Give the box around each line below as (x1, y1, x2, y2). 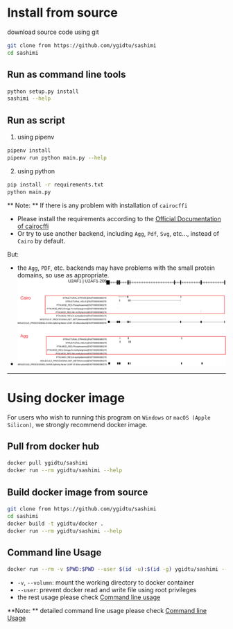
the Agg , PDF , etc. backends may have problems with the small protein (17, 264, 215, 272)
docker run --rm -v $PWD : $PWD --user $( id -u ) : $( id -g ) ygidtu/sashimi (7, 566, 219, 573)
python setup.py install (7, 88, 79, 95)
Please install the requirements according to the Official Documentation (17, 214, 222, 223)
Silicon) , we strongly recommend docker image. (7, 420, 148, 429)
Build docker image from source (7, 486, 148, 498)
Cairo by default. (17, 236, 66, 245)
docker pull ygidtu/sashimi (7, 460, 89, 467)
